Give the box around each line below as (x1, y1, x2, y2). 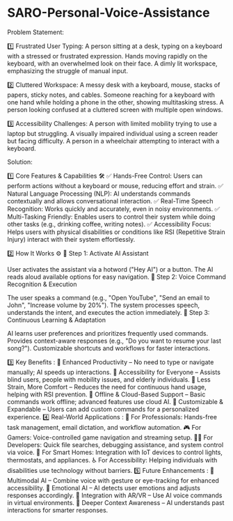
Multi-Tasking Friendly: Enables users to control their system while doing (7, 212, 216, 221)
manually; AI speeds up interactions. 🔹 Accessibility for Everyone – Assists (7, 368, 221, 376)
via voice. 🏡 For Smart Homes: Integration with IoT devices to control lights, (7, 448, 223, 456)
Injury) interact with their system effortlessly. (7, 235, 136, 243)
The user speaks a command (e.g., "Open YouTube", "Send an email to (7, 293, 210, 302)
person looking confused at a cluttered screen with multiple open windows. (7, 105, 223, 114)
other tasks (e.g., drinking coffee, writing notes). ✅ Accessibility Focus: (7, 219, 211, 228)
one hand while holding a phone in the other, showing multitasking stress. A (7, 98, 224, 106)
